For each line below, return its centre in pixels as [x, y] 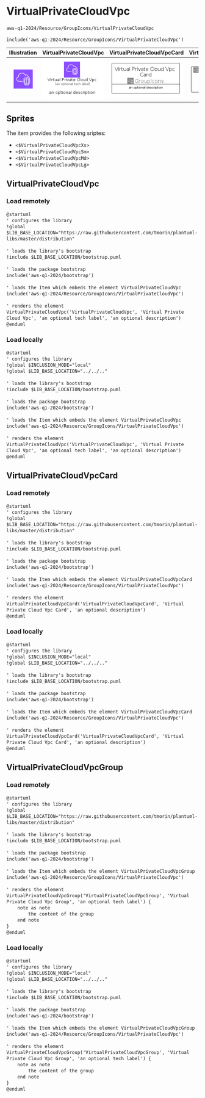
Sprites [20, 118]
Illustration [23, 52]
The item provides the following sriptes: [56, 133]
